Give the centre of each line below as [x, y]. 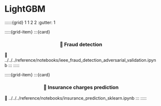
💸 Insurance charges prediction [81, 88]
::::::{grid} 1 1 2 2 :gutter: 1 [30, 22]
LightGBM [25, 9]
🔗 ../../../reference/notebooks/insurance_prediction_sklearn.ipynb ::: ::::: [76, 98]
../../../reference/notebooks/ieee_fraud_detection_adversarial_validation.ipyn [80, 60]
